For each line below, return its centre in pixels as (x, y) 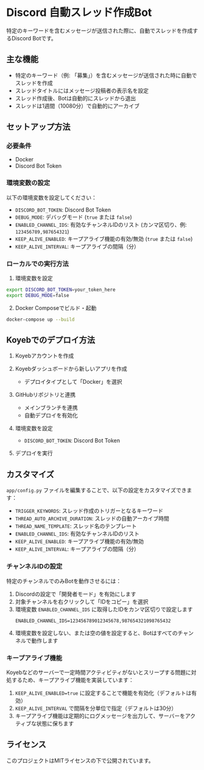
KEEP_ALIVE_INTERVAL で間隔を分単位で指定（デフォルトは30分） (96, 708)
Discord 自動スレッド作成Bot (79, 13)
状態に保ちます (55, 723)
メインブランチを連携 (51, 408)
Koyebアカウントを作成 (44, 356)
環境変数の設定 (28, 183)
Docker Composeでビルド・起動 (56, 308)
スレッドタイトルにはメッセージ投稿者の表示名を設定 (82, 90)
